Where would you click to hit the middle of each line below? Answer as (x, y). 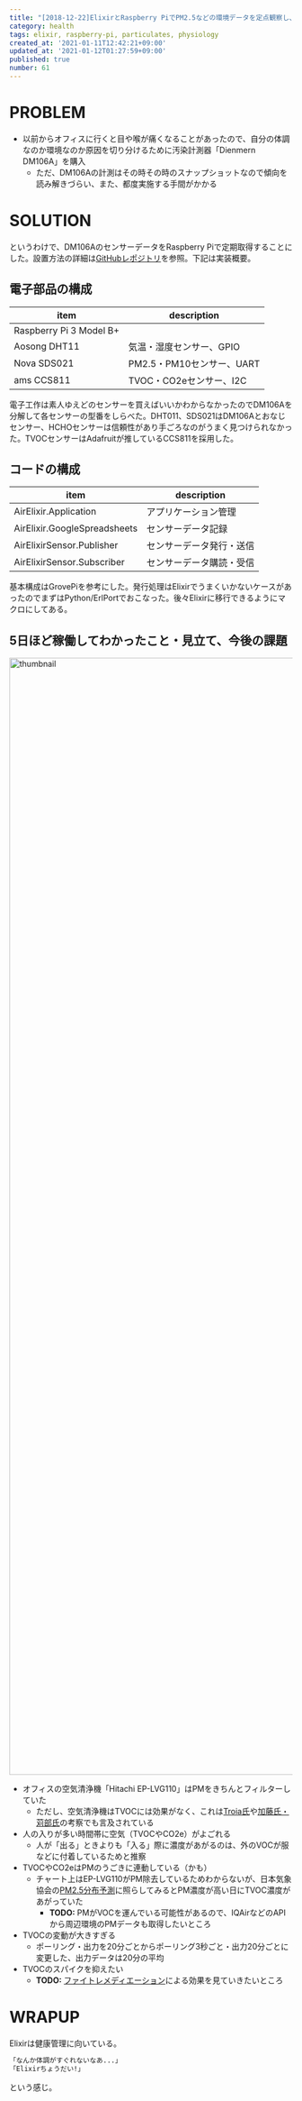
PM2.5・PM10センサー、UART (194, 363)
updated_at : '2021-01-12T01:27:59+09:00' (88, 51)
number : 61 (30, 69)
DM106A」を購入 (54, 161)
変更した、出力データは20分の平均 (100, 1958)
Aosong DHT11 (47, 346)
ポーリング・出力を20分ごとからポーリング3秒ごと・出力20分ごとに (162, 1947)
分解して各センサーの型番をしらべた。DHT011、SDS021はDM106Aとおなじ (147, 416)
